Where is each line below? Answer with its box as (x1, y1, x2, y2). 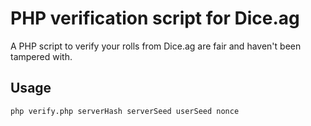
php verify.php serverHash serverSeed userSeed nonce (10, 106, 240, 116)
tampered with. (10, 50, 73, 62)
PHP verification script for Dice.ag (10, 7, 300, 30)
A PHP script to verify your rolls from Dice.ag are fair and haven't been (10, 40, 302, 52)
